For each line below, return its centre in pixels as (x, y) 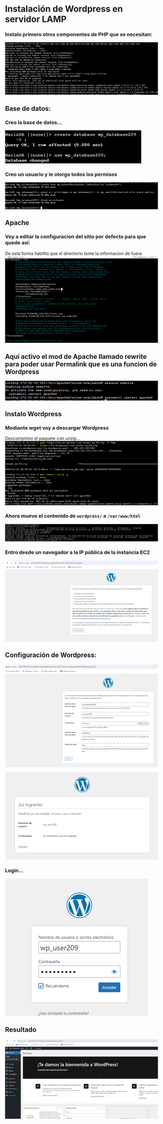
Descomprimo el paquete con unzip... (42, 439)
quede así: (18, 243)
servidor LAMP (36, 19)
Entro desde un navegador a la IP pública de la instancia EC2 (78, 552)
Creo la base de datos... (33, 122)
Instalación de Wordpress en (64, 9)
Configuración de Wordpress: (51, 655)
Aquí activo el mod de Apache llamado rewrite (76, 356)
